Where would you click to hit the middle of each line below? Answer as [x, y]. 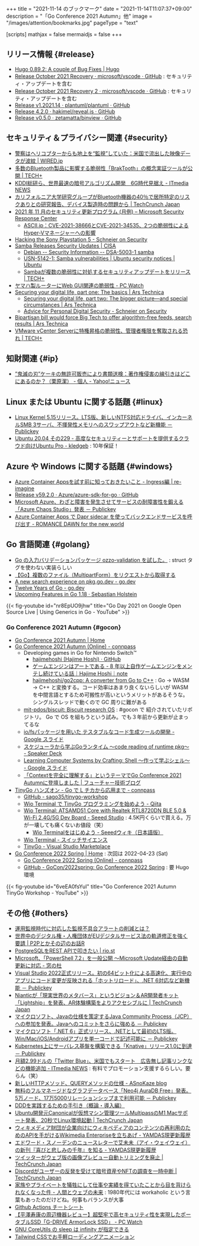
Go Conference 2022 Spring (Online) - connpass [83, 860]
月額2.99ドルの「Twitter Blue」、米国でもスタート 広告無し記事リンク [101, 1061]
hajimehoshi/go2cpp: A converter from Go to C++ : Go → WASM [111, 680]
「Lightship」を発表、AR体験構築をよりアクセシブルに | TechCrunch [98, 1003]
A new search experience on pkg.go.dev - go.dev [75, 581]
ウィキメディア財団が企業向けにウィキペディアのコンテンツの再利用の [100, 1127]
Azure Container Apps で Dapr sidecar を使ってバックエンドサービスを [101, 517]
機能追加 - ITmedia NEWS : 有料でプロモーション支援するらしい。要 [108, 1068]
